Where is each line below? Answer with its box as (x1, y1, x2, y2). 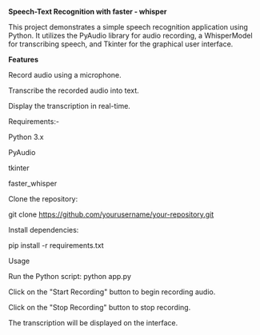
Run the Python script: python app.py (8, 272, 132, 281)
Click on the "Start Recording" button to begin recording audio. (8, 287, 216, 297)
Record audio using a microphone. (8, 70, 122, 79)
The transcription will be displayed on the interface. (8, 318, 178, 327)
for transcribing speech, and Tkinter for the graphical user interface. (8, 39, 234, 49)
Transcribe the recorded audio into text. (8, 86, 140, 95)
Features (8, 55, 38, 64)
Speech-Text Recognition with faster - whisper (8, 7, 167, 16)
